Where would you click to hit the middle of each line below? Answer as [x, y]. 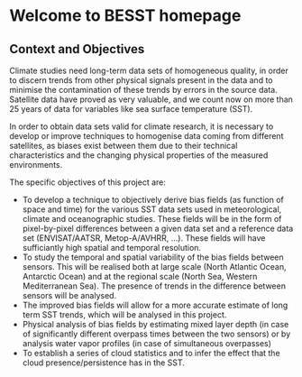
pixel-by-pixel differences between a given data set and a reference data [158, 228]
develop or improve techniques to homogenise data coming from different [146, 136]
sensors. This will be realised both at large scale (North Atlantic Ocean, [154, 267]
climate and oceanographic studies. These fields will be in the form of [152, 219]
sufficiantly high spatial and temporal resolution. [111, 248]
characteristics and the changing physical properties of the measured [139, 155]
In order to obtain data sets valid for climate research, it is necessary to [142, 126]
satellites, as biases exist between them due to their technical [124, 146]
